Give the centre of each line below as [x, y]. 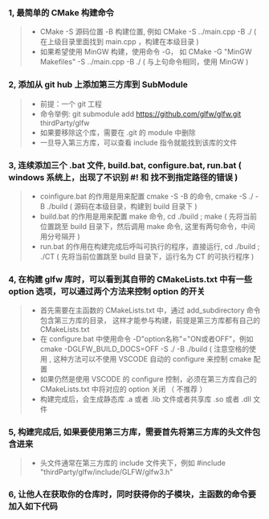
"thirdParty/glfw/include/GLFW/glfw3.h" [106, 472]
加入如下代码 [33, 506]
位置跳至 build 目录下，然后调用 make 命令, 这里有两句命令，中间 [147, 226]
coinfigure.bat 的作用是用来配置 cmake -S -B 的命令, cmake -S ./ [147, 196]
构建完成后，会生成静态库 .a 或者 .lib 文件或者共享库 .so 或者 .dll [145, 399]
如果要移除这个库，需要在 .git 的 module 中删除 [118, 132]
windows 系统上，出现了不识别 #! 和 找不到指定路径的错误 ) [123, 177]
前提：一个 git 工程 [71, 104]
